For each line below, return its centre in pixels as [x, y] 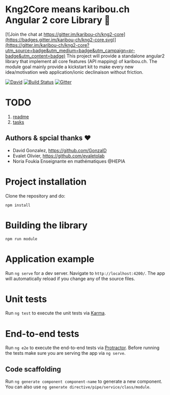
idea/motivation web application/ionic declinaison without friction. [74, 72]
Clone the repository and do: [35, 196]
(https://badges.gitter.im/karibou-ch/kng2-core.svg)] [61, 40]
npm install [18, 205]
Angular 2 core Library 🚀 [58, 20]
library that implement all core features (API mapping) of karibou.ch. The [81, 61]
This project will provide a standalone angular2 [116, 56]
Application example [50, 259]
